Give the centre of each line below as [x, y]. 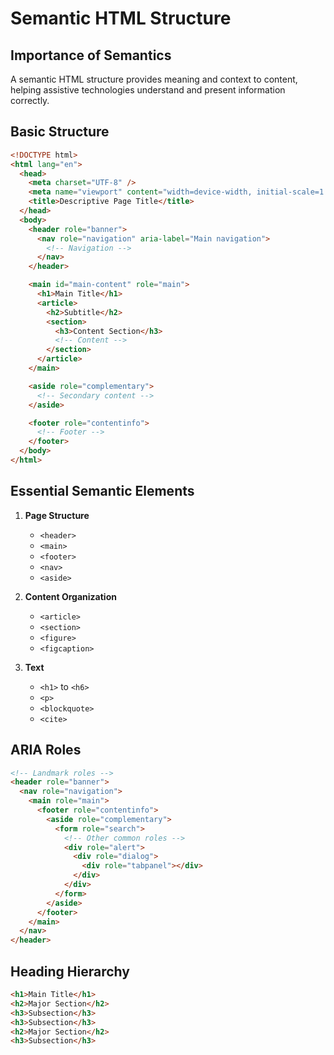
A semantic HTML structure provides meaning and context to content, [154, 79]
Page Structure [57, 515]
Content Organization [70, 596]
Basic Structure [60, 132]
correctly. [30, 100]
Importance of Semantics [91, 55]
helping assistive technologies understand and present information [148, 90]
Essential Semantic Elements [102, 491]
